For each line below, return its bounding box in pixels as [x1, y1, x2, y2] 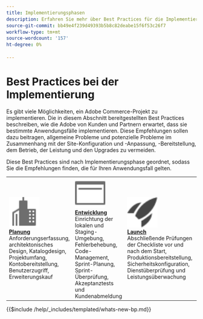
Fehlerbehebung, [74, 241, 118, 248]
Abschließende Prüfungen [127, 234, 192, 242]
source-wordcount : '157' [6, 35, 69, 42]
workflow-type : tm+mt [6, 29, 61, 35]
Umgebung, [74, 234, 105, 242]
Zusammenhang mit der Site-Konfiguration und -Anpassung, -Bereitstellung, [6, 140, 196, 147]
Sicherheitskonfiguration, [127, 260, 190, 268]
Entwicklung [74, 209, 108, 216]
